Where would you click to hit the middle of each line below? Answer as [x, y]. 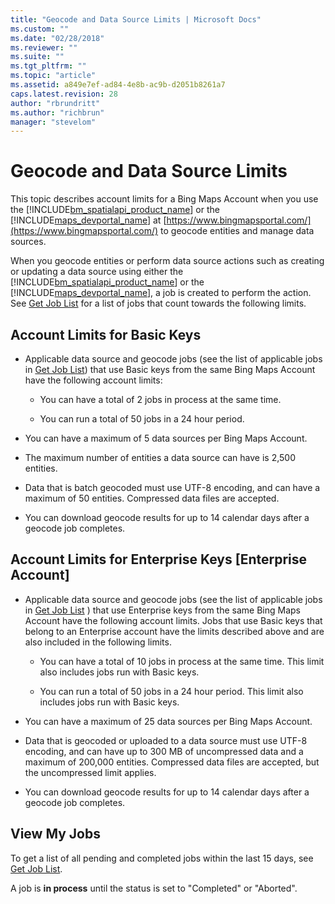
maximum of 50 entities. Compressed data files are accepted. [152, 498]
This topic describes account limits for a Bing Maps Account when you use [164, 199]
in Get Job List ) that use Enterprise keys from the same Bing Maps [162, 610]
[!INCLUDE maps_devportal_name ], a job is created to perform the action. [161, 293]
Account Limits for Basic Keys [106, 334]
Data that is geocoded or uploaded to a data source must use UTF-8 [166, 740]
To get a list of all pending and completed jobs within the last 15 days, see [162, 858]
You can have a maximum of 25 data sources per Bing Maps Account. [168, 721]
